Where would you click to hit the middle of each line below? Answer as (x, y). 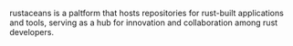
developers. (32, 32)
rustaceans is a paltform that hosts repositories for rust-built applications (147, 13)
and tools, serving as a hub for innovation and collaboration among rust (144, 23)
